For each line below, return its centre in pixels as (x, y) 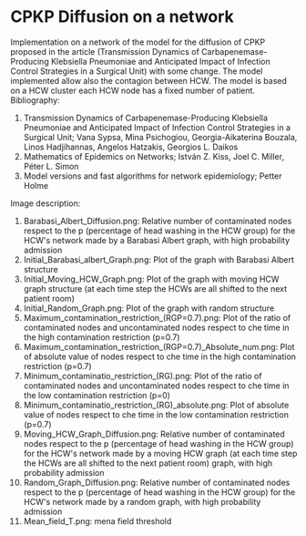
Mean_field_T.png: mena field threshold (97, 521)
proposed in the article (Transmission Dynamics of (105, 51)
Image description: (46, 203)
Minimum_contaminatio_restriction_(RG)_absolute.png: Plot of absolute (156, 405)
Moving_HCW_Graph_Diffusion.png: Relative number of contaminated (154, 434)
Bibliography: (35, 100)
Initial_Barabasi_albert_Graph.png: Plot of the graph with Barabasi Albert (159, 259)
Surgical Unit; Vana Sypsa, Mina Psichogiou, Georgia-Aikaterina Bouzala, (160, 137)
